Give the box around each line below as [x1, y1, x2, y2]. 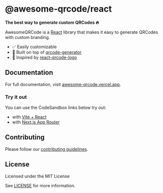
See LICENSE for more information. [5, 182, 75, 188]
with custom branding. [5, 34, 50, 40]
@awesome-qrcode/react [5, 3, 112, 15]
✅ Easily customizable [12, 44, 57, 50]
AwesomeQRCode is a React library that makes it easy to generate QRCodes [5, 29, 158, 35]
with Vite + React [12, 114, 47, 120]
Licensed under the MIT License [5, 173, 70, 179]
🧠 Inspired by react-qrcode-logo [12, 54, 77, 60]
